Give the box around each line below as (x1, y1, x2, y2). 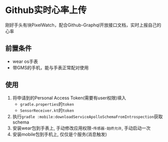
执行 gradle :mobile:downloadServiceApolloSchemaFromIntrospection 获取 (12, 113, 163, 120)
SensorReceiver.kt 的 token (20, 107, 74, 113)
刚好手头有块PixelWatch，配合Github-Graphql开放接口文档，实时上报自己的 (5, 22, 161, 28)
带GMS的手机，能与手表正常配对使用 (12, 64, 89, 70)
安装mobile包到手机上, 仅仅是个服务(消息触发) (12, 131, 107, 137)
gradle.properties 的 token (20, 101, 74, 107)
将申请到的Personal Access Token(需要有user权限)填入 (12, 95, 126, 101)
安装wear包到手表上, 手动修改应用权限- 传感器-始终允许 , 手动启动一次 (12, 125, 151, 131)
